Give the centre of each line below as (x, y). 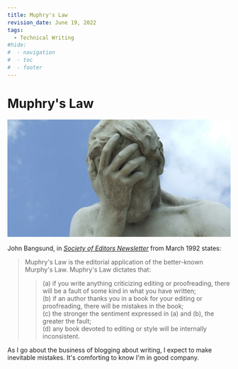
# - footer (25, 68)
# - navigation (31, 53)
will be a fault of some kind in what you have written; (119, 291)
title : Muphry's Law (38, 15)
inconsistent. (61, 336)
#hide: (17, 45)
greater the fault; (67, 321)
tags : (15, 30)
